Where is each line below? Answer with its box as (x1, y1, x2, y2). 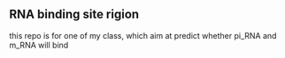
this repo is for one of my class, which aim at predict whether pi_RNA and (9, 30, 277, 40)
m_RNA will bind (9, 40, 69, 50)
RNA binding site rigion (9, 7, 140, 22)
